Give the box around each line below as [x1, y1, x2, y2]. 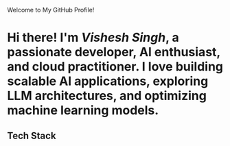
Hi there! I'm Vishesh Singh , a [7, 30, 180, 45]
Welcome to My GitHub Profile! [7, 6, 95, 14]
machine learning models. [7, 103, 159, 119]
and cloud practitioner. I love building [7, 59, 224, 75]
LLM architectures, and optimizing [7, 88, 207, 104]
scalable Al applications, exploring [7, 73, 209, 89]
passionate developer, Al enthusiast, [7, 45, 221, 60]
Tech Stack [7, 130, 56, 141]
